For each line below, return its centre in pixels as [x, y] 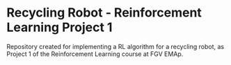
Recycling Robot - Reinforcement [104, 13]
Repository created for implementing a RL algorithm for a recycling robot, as [115, 46]
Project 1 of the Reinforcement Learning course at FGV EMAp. [95, 54]
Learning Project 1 [59, 27]
